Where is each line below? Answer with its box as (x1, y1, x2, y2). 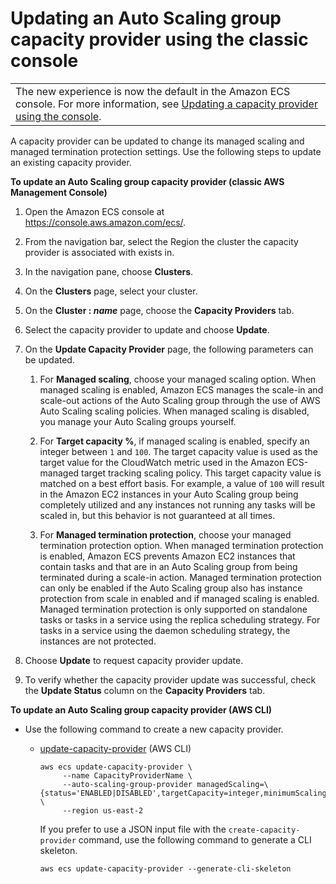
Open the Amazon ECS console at (24, 205, 165, 217)
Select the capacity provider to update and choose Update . (24, 323, 270, 336)
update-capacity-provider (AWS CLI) (39, 742, 192, 754)
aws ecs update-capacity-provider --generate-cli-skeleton (39, 863, 292, 874)
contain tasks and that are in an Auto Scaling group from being (39, 560, 298, 572)
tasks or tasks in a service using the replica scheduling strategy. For (39, 613, 321, 626)
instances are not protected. (39, 635, 157, 647)
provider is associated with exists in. (24, 246, 175, 258)
